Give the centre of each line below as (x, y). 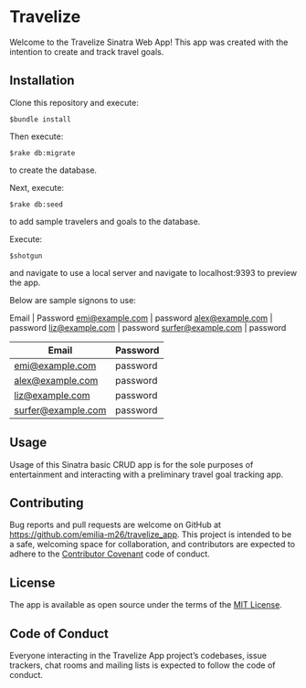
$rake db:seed (37, 204)
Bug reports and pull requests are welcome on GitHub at (116, 525)
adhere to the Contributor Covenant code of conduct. (110, 554)
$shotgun (26, 256)
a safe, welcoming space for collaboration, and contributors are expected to (152, 545)
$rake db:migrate (42, 153)
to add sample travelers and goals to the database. (105, 221)
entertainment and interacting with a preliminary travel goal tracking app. (147, 474)
